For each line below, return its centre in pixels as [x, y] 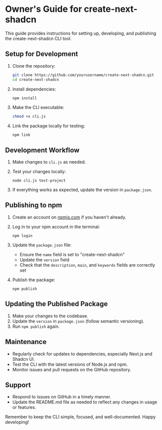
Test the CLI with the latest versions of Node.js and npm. [70, 364]
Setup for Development [41, 54]
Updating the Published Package [56, 304]
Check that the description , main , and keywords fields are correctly [87, 265]
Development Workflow [42, 150]
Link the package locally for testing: [49, 126]
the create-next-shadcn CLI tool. [38, 39]
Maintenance [26, 342]
